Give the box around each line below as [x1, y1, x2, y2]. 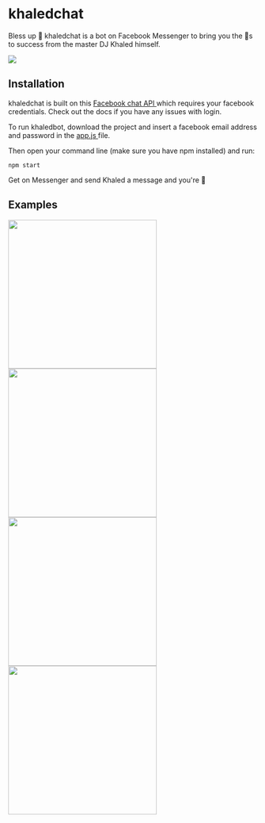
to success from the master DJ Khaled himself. [8, 39, 161, 48]
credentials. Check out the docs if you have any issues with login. [8, 106, 222, 116]
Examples [8, 198, 58, 212]
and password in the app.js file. [8, 130, 111, 140]
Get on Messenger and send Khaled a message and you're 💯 [8, 175, 206, 185]
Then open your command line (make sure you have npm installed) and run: [8, 146, 256, 155]
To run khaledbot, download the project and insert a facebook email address [8, 122, 257, 132]
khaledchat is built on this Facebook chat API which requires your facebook [8, 98, 255, 108]
